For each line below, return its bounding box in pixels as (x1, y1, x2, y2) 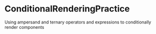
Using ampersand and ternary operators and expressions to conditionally (4, 19, 152, 25)
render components (4, 24, 44, 30)
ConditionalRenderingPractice (4, 3, 130, 14)
